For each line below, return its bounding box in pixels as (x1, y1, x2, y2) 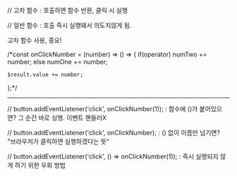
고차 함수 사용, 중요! (7, 36, 62, 44)
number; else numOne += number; (7, 58, 108, 65)
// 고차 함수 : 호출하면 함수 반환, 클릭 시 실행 (7, 6, 128, 14)
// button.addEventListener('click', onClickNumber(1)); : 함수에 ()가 (7, 105, 198, 113)
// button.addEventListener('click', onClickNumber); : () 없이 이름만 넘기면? (7, 129, 221, 137)
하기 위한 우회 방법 (14, 161, 66, 169)
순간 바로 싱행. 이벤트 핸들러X (25, 113, 107, 122)
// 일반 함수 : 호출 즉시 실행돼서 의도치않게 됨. (7, 21, 132, 30)
